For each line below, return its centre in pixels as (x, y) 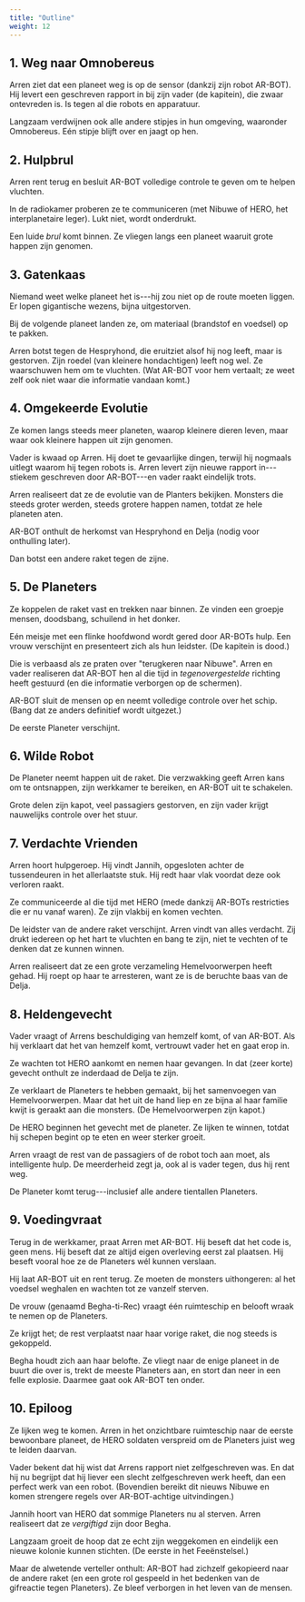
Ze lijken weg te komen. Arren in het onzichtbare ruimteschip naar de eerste (151, 1430)
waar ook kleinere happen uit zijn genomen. (91, 440)
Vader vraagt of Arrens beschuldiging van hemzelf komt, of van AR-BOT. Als (152, 1036)
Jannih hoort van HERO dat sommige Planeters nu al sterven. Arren (135, 1514)
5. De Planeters (53, 587)
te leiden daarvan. (43, 1449)
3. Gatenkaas (48, 275)
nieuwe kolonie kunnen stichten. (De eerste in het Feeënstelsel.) (129, 1550)
